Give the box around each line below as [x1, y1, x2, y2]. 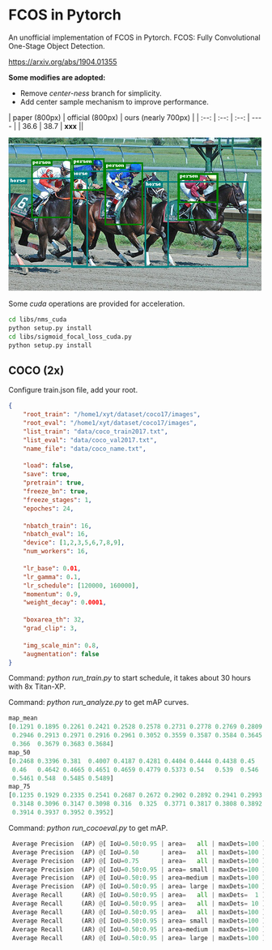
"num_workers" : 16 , [23, 548, 89, 556]
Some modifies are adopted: [8, 72, 106, 82]
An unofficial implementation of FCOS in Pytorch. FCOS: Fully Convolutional [8, 32, 261, 42]
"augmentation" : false [23, 650, 100, 658]
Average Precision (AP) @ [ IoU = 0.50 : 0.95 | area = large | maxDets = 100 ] [11, 883, 266, 891]
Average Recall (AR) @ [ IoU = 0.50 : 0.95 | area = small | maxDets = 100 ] [11, 917, 266, 925]
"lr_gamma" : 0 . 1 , [23, 573, 82, 581]
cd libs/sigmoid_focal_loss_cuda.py [8, 333, 132, 341]
